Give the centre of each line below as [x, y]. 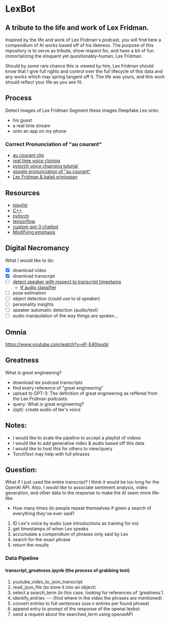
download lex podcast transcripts [47, 382]
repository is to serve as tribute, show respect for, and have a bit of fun [79, 51]
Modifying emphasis [34, 232]
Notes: [16, 425]
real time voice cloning [36, 161]
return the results [31, 545]
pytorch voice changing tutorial [45, 166]
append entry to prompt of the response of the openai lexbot [76, 609]
